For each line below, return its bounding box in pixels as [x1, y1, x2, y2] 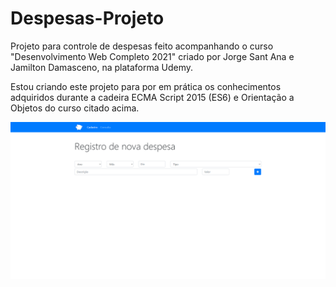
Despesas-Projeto [10, 7, 165, 30]
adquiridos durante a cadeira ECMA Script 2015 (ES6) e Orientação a [10, 91, 295, 103]
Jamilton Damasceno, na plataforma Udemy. [10, 61, 194, 73]
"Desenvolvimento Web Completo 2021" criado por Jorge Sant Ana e [10, 50, 295, 62]
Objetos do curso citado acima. [10, 102, 140, 114]
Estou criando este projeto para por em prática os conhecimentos [10, 80, 282, 92]
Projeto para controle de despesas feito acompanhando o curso [10, 40, 274, 52]
